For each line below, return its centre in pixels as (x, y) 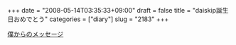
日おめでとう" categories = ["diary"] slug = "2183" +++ (88, 19)
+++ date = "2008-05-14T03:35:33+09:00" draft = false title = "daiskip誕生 (118, 10)
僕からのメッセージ (36, 34)
